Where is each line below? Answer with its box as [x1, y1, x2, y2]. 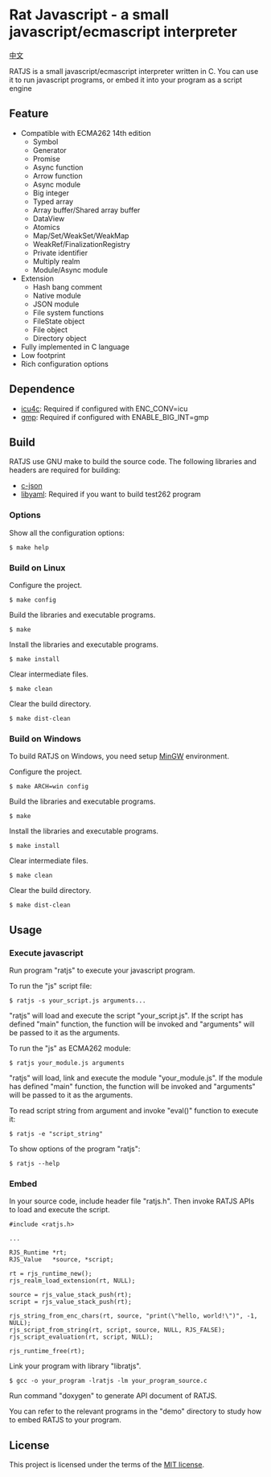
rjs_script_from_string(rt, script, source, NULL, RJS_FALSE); [9, 1326, 226, 1335]
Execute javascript [9, 947, 84, 958]
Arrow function [32, 171, 83, 180]
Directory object [32, 333, 87, 343]
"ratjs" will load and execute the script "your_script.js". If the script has [9, 1010, 244, 1020]
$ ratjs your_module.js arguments [9, 1059, 125, 1067]
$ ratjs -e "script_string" [9, 1129, 104, 1138]
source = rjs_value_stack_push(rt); [9, 1291, 132, 1299]
